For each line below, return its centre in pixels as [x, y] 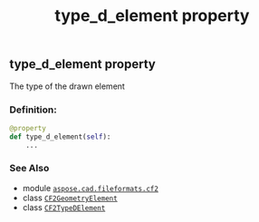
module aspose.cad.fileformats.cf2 [90, 188]
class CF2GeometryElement [70, 198]
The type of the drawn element [67, 86]
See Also [29, 169]
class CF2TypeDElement [64, 207]
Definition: [33, 110]
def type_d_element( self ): [60, 137]
